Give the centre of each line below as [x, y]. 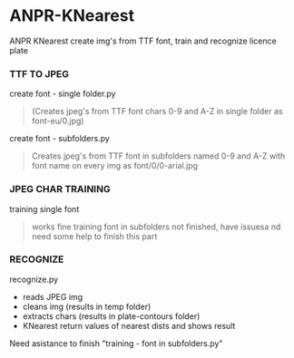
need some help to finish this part [94, 236]
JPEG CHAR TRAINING [60, 189]
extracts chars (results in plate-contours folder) [111, 316]
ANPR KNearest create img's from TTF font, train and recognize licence [143, 41]
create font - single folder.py [63, 94]
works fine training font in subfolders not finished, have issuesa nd [156, 227]
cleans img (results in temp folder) [87, 306]
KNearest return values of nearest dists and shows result [129, 325]
